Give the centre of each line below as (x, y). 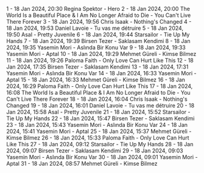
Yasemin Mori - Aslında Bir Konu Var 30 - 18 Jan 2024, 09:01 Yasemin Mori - (102, 157)
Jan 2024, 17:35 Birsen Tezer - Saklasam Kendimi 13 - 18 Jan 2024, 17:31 (97, 67)
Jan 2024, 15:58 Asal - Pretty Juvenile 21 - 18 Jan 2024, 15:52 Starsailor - (98, 112)
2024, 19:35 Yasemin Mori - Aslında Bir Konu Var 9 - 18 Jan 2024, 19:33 (96, 47)
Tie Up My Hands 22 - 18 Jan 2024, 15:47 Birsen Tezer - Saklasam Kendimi (100, 118)
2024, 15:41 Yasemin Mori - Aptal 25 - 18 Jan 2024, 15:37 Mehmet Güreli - (99, 131)
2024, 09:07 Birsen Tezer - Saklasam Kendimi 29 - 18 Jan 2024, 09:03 (95, 151)
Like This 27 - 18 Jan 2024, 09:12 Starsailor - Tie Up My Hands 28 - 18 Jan (100, 144)
